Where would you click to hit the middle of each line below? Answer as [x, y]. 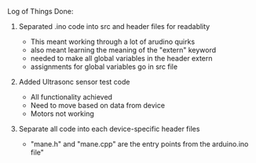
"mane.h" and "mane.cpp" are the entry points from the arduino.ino [139, 144]
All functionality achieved [71, 97]
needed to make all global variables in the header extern [121, 58]
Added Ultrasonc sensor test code [74, 82]
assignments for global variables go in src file [104, 67]
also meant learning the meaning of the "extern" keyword [123, 50]
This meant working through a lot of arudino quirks [113, 42]
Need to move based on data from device [98, 105]
